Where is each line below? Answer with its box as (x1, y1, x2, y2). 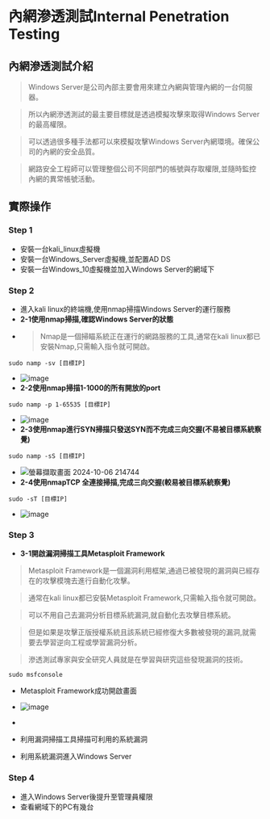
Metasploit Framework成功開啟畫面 (19, 686, 137, 695)
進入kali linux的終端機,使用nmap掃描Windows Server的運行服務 (19, 304, 231, 313)
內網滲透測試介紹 (8, 59, 93, 73)
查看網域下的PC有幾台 (19, 801, 94, 812)
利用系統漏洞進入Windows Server (19, 752, 132, 762)
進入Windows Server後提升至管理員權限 (19, 792, 153, 801)
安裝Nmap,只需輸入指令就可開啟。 (39, 341, 155, 351)
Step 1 (8, 225, 33, 236)
